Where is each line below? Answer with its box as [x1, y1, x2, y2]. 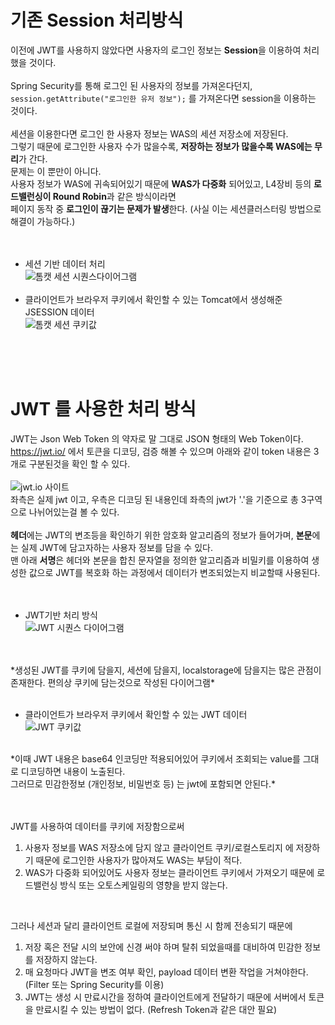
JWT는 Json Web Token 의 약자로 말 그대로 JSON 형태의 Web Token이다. [10, 432, 304, 445]
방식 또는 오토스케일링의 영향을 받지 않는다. [59, 879, 228, 891]
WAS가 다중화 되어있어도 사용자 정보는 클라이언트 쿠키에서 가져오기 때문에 [24, 866, 315, 878]
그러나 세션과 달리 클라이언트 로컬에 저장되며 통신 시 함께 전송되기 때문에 [10, 919, 293, 931]
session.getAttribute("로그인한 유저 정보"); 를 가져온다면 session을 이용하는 [10, 92, 317, 104]
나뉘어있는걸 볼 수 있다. [28, 506, 120, 518]
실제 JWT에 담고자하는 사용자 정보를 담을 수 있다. [20, 541, 213, 553]
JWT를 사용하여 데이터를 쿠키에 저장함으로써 [10, 820, 185, 832]
